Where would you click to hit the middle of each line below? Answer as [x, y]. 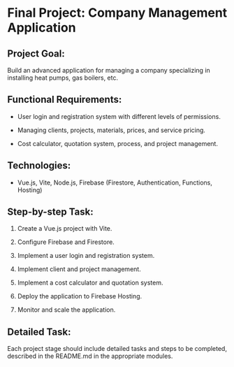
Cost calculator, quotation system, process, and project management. [118, 143]
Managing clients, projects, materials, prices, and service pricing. [111, 130]
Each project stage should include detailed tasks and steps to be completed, [117, 349]
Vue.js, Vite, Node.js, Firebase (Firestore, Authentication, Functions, [115, 182]
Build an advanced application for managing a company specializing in [109, 70]
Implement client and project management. [79, 269]
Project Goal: [36, 53]
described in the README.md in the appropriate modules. [90, 356]
